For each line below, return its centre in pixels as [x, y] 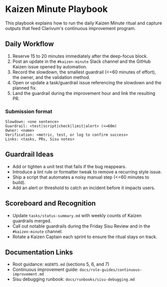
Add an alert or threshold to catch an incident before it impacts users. [84, 188]
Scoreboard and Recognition [51, 203]
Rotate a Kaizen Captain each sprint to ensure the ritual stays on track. [85, 237]
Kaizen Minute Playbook [57, 9]
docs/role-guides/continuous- [111, 270]
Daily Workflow [29, 44]
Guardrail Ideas [29, 154]
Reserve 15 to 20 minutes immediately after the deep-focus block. [80, 56]
